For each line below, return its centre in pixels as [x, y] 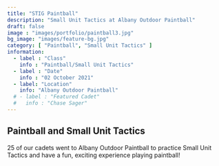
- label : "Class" [40, 59]
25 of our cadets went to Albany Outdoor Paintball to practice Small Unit [109, 147]
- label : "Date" [38, 71]
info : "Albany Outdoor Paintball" [69, 90]
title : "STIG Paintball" [43, 13]
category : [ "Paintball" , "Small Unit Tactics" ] [80, 45]
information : [26, 52]
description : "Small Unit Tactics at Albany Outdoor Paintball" [101, 20]
